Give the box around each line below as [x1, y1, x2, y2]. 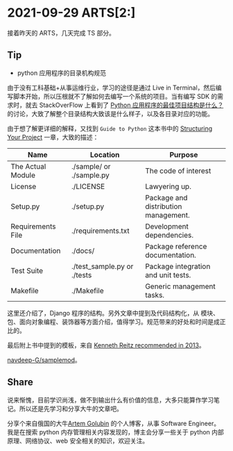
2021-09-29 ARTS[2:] [7, 5, 136, 21]
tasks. [145, 290, 165, 300]
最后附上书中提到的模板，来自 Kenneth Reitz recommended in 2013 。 [7, 341, 206, 349]
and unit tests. [145, 270, 191, 279]
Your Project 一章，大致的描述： [7, 133, 99, 141]
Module [10, 170, 36, 180]
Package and [145, 192, 188, 202]
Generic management [145, 281, 216, 291]
